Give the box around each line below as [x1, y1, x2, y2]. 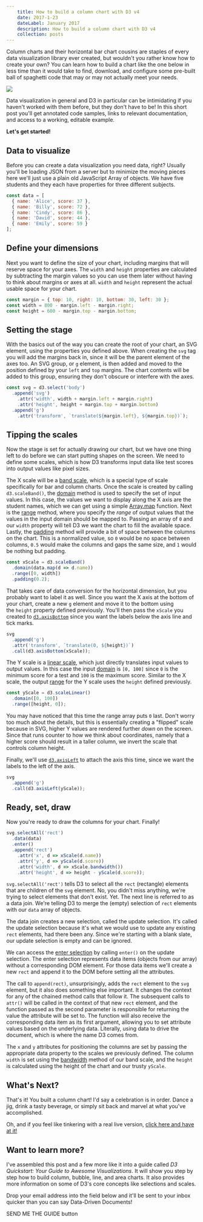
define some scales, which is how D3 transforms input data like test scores [6, 459, 194, 466]
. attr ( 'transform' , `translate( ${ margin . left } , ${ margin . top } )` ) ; [17, 413, 188, 419]
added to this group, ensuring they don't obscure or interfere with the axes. [6, 373, 195, 380]
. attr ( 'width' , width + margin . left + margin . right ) [17, 396, 153, 402]
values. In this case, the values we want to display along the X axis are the [6, 496, 191, 503]
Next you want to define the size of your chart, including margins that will [6, 259, 189, 267]
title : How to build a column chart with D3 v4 [17, 8, 139, 15]
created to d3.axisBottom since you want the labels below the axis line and [6, 613, 192, 620]
